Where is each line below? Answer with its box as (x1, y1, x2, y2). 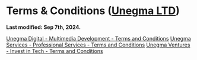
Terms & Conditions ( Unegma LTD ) (6, 4, 180, 18)
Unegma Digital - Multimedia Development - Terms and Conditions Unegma (6, 35, 191, 42)
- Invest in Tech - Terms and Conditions (6, 47, 103, 54)
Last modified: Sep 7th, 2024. (6, 24, 81, 31)
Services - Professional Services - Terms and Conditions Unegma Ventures (6, 41, 190, 48)
